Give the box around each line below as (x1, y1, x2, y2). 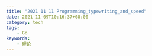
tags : (6, 24, 20, 31)
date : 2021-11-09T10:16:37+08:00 (6, 14, 89, 20)
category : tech (6, 19, 44, 25)
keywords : (6, 36, 31, 41)
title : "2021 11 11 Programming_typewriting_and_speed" (6, 8, 147, 15)
